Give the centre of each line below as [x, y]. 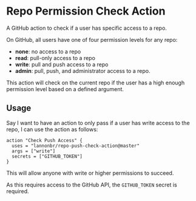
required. [18, 191]
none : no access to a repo [48, 51]
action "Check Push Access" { [45, 140]
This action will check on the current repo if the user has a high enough [96, 83]
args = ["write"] [34, 151]
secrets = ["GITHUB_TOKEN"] [47, 156]
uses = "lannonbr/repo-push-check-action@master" [76, 146]
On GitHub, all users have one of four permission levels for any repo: [92, 39]
